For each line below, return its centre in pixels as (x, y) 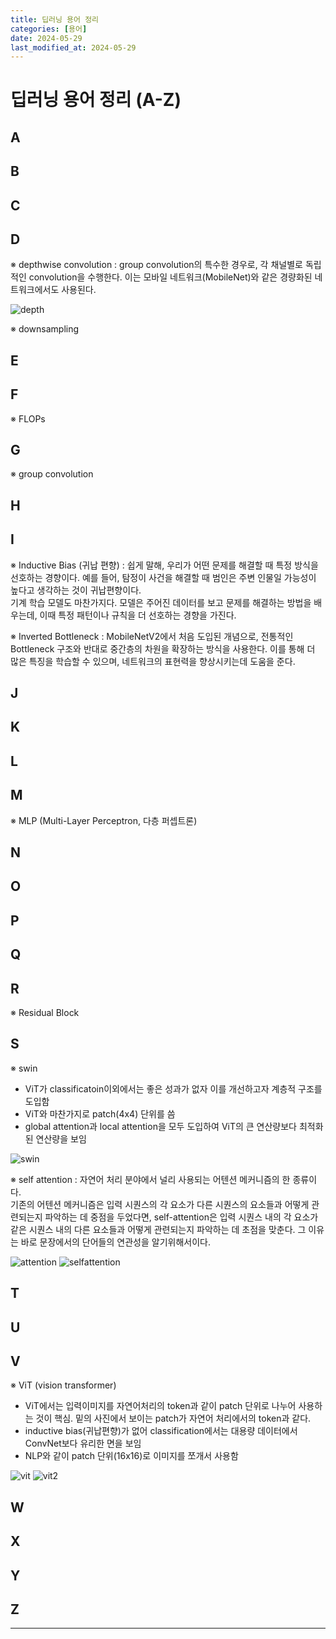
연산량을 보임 (61, 1138)
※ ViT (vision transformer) (63, 1385)
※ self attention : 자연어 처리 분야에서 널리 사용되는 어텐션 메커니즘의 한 (150, 1179)
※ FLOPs (28, 418)
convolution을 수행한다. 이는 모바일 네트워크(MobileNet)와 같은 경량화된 (170, 277)
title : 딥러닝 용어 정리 (55, 19)
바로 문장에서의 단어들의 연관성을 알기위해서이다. (115, 1242)
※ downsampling (45, 329)
